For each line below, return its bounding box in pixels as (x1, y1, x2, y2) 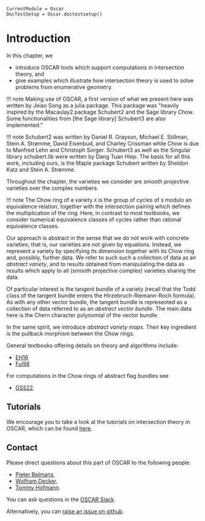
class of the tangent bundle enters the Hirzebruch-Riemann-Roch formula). (6, 292, 196, 299)
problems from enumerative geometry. (15, 83, 113, 90)
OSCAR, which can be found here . (6, 425, 93, 432)
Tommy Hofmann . (15, 484, 61, 491)
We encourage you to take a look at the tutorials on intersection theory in (6, 418, 190, 425)
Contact (6, 442, 38, 453)
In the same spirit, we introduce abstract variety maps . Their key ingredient (6, 323, 197, 331)
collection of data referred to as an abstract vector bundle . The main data (6, 305, 192, 312)
